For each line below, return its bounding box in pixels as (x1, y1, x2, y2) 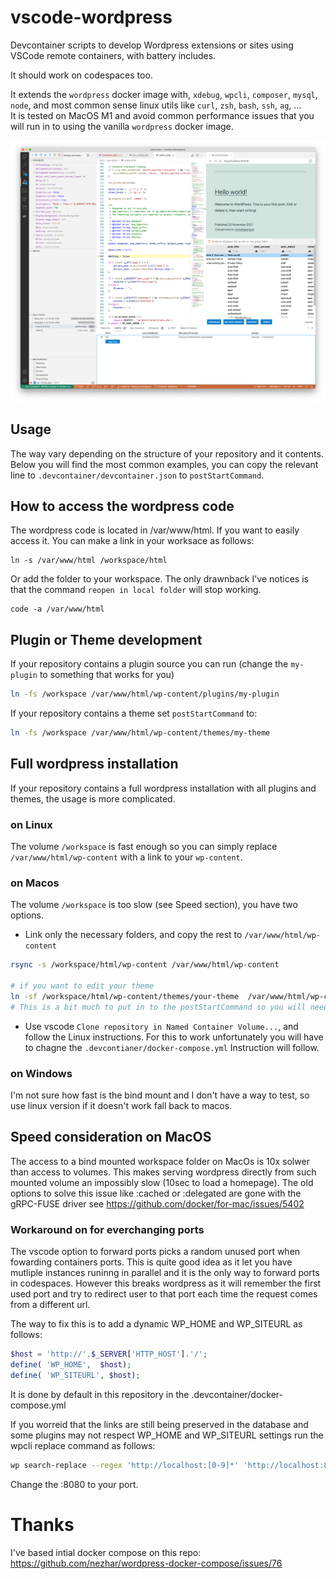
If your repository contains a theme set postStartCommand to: (10, 707, 258, 720)
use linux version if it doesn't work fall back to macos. (10, 1100, 233, 1112)
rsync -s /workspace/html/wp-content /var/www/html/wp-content (10, 960, 280, 970)
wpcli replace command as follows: (10, 1439, 156, 1451)
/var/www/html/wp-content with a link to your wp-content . (10, 851, 243, 863)
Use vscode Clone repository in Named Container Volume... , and (24, 1020, 299, 1032)
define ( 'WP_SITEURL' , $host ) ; (10, 1370, 141, 1380)
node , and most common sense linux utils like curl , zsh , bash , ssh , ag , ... (10, 99, 302, 111)
